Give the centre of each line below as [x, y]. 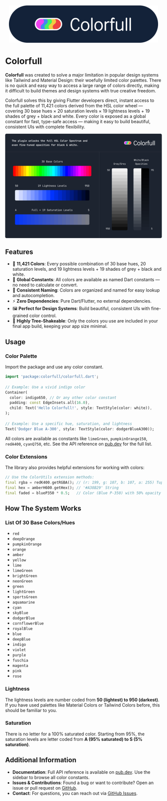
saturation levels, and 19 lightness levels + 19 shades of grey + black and [87, 269]
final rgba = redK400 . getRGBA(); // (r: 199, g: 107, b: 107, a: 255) [80, 482]
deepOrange [24, 539]
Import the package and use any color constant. [54, 367]
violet [19, 650]
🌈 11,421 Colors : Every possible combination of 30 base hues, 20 [79, 264]
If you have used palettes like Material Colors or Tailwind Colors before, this [83, 705]
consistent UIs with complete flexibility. [45, 127]
